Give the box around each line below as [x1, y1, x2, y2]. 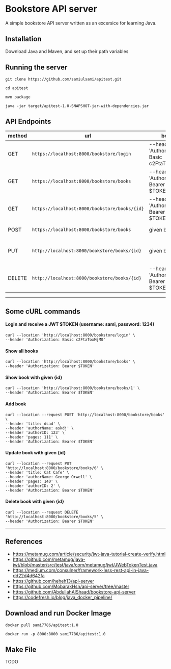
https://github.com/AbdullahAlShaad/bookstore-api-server [12, 588, 136, 595]
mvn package [5, 94, 31, 99]
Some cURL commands [5, 307, 80, 316]
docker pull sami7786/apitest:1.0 [5, 623, 79, 628]
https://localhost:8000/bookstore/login [32, 151, 131, 157]
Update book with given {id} [5, 450, 66, 456]
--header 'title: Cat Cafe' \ [5, 470, 70, 475]
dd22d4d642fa [12, 572, 45, 579]
